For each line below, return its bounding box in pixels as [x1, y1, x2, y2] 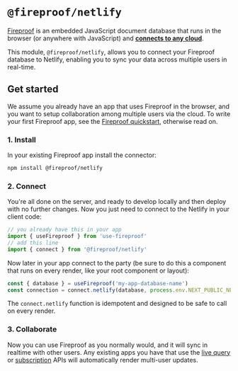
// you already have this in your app [7, 226, 122, 234]
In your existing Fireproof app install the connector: [7, 151, 157, 159]
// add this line [7, 239, 59, 246]
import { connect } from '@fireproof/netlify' [7, 246, 147, 253]
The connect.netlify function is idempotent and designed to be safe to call [7, 299, 227, 308]
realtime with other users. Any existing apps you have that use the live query [7, 348, 231, 356]
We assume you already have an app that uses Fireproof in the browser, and [7, 102, 230, 110]
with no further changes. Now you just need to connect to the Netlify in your [7, 205, 230, 214]
